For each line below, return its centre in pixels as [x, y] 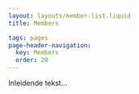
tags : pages [28, 38]
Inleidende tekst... [38, 83]
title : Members [34, 23]
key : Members [37, 53]
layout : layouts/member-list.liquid [69, 16]
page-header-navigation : [50, 45]
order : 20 [32, 60]
